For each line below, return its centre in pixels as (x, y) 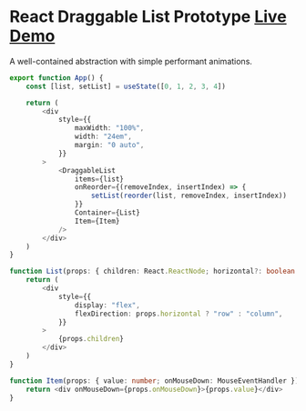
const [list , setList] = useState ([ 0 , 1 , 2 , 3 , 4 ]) (126, 86)
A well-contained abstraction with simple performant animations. (131, 61)
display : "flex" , (107, 305)
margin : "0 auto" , (109, 145)
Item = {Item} (97, 221)
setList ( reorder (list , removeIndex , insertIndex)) (189, 196)
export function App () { (56, 78)
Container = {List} (107, 213)
